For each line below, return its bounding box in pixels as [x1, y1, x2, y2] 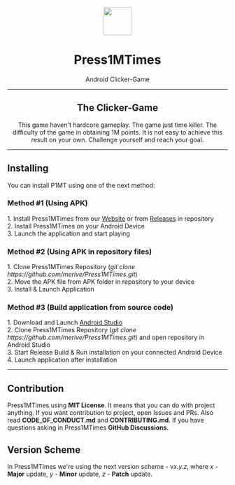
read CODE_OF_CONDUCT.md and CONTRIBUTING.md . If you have [7, 416, 204, 425]
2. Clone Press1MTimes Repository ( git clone [7, 326, 136, 334]
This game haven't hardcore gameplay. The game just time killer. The [17, 121, 218, 129]
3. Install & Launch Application [7, 285, 94, 294]
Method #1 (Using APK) [7, 198, 88, 208]
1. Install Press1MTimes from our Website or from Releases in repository [7, 214, 215, 223]
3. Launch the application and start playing [7, 229, 131, 238]
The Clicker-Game [76, 102, 159, 114]
